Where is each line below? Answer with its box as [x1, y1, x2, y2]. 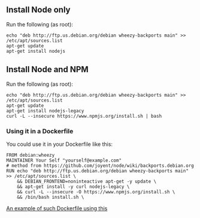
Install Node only [6, 5, 71, 15]
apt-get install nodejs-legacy [6, 107, 84, 114]
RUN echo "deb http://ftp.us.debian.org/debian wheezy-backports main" [6, 168, 189, 174]
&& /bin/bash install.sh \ [17, 194, 84, 200]
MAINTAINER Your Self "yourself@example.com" [6, 157, 122, 163]
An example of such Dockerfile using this [6, 204, 108, 212]
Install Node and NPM [6, 64, 89, 74]
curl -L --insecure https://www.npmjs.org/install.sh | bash [6, 113, 162, 119]
